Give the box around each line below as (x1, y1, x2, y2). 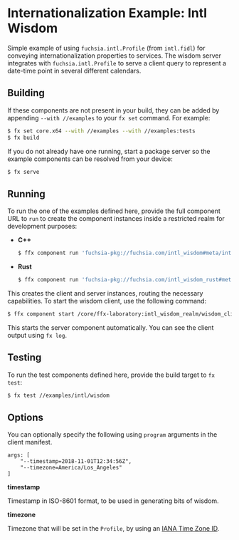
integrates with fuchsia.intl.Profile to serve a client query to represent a (7, 58, 226, 67)
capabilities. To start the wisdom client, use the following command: (7, 296, 207, 305)
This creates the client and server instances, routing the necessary (7, 289, 203, 297)
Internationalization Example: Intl (7, 5, 208, 21)
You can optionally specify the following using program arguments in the (7, 430, 218, 439)
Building (7, 87, 45, 99)
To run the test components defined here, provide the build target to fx (7, 370, 216, 379)
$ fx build (7, 134, 40, 141)
